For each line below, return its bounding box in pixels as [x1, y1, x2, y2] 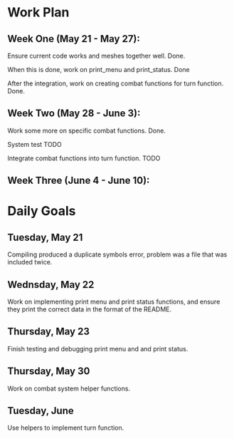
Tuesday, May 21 [7, 231, 83, 243]
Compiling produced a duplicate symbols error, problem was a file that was [7, 250, 228, 259]
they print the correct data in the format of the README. [7, 305, 172, 314]
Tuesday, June [7, 405, 74, 417]
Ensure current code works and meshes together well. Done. [7, 51, 186, 60]
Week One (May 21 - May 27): [7, 33, 141, 45]
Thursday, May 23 [7, 326, 90, 338]
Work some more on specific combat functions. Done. [7, 126, 166, 135]
